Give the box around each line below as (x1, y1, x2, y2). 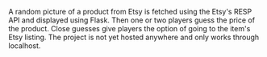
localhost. (8, 41, 41, 51)
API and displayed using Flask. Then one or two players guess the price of (8, 15, 256, 25)
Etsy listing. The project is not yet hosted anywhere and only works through (8, 32, 260, 42)
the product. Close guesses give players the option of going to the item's (8, 24, 251, 33)
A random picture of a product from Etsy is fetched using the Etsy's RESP (8, 7, 252, 16)
